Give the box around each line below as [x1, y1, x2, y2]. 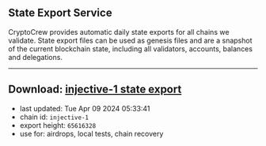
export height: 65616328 [19, 120, 97, 129]
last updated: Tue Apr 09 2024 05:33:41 [19, 103, 150, 113]
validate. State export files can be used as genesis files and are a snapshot [8, 36, 253, 45]
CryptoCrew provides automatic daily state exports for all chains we [8, 27, 230, 36]
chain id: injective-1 [19, 112, 89, 122]
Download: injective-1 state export [8, 83, 182, 96]
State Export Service [8, 6, 112, 20]
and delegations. [8, 52, 63, 62]
